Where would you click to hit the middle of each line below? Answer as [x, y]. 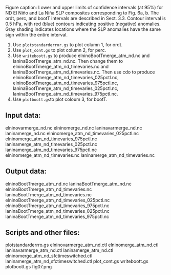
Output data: [26, 171]
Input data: [23, 115]
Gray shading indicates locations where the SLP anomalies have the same [83, 29]
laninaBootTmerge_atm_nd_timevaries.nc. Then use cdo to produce [84, 72]
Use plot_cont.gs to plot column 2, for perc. [59, 50]
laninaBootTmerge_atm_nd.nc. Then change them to [68, 61]
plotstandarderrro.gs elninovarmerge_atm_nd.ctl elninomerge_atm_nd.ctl [82, 245]
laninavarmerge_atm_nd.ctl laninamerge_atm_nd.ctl [59, 250]
